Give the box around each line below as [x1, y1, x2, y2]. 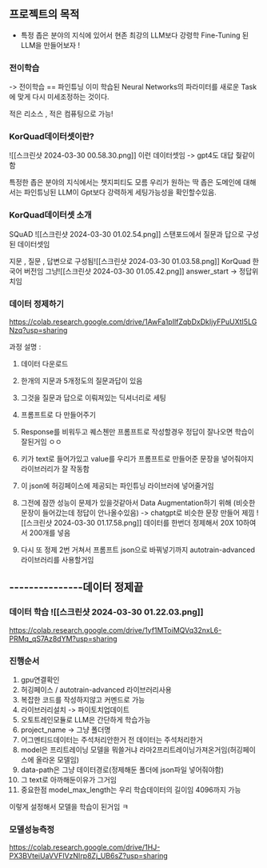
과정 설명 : [9, 342, 42, 351]
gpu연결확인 [20, 674, 60, 684]
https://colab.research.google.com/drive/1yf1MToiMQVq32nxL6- [9, 625, 222, 634]
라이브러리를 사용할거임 [20, 555, 94, 564]
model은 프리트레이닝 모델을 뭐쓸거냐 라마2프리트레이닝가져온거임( [20, 745, 230, 754]
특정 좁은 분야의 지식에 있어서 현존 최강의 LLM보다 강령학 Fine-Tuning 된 [20, 30, 249, 40]
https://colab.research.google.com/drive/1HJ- [9, 842, 161, 852]
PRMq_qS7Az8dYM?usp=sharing [9, 634, 118, 643]
